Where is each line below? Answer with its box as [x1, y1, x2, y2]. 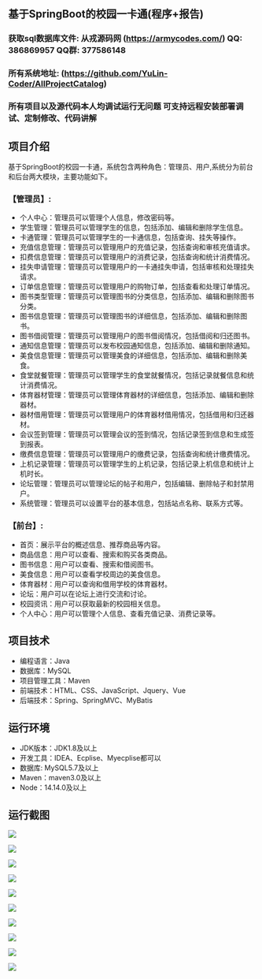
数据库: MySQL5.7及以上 [19, 763, 99, 772]
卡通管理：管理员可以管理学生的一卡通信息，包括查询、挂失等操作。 [19, 233, 241, 242]
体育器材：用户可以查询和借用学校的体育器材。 [19, 579, 172, 589]
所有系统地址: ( [8, 68, 65, 79]
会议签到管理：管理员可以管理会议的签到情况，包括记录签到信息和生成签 [19, 430, 254, 439]
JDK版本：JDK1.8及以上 [19, 743, 98, 753]
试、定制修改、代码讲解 [8, 113, 97, 124]
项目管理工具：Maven [19, 676, 90, 686]
